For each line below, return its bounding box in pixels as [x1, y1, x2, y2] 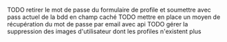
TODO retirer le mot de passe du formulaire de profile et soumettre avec [7, 6, 211, 14]
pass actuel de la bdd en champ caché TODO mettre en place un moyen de [7, 13, 221, 21]
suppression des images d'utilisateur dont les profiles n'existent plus [7, 27, 202, 35]
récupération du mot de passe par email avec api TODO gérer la [7, 20, 188, 28]
